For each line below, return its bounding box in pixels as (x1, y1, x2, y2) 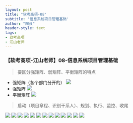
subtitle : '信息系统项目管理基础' (5, 16, 69, 21)
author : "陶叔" (5, 21, 35, 26)
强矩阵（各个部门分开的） (12, 80, 65, 86)
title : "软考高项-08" (5, 12, 47, 17)
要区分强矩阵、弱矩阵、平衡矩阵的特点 (17, 69, 96, 75)
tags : (5, 30, 16, 35)
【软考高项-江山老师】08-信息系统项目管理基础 (5, 57, 119, 63)
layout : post (5, 7, 32, 12)
